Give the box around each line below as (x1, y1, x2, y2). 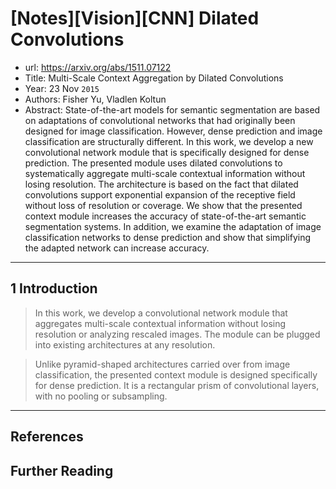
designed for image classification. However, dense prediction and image (24, 125, 323, 137)
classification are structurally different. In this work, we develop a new (24, 135, 314, 147)
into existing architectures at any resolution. (34, 338, 216, 351)
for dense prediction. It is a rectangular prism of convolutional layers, (34, 379, 320, 391)
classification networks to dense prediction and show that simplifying (24, 231, 312, 243)
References (10, 428, 84, 446)
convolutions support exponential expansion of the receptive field (24, 188, 296, 201)
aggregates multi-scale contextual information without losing (34, 317, 287, 329)
